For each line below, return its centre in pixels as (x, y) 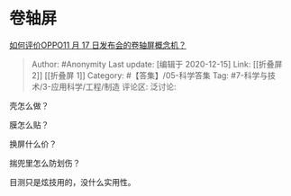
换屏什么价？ (33, 144)
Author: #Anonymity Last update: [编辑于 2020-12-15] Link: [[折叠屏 (157, 64)
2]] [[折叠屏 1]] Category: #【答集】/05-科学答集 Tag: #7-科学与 (150, 75)
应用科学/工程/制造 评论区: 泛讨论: (114, 86)
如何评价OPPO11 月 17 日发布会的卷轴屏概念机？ (98, 45)
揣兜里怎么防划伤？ (45, 163)
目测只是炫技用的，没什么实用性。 (73, 182)
